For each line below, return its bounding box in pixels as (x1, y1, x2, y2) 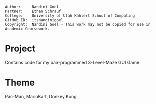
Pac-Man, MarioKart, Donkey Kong (5, 93, 77, 99)
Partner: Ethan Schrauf (5, 9, 61, 14)
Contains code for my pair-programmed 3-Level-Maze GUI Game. (5, 59, 141, 65)
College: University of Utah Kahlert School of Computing (5, 13, 135, 18)
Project (5, 43, 36, 54)
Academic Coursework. (5, 26, 50, 31)
